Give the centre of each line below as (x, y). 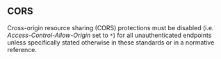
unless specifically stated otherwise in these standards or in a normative (111, 42)
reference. (22, 49)
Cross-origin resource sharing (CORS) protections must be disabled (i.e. (110, 27)
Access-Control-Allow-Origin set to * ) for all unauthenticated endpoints (109, 35)
